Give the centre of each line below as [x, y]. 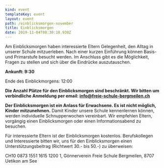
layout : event [20, 19]
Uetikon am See [21, 161]
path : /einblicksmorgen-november [39, 23]
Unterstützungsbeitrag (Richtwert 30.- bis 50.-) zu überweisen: [69, 146]
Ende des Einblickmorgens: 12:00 [39, 81]
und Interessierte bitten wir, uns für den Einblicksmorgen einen [68, 141]
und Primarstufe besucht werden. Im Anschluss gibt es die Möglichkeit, [77, 57]
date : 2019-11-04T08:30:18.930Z [38, 32]
